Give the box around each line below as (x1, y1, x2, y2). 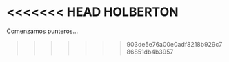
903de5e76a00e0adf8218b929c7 (126, 40, 223, 48)
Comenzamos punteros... (6, 27, 79, 35)
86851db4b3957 (126, 48, 174, 56)
